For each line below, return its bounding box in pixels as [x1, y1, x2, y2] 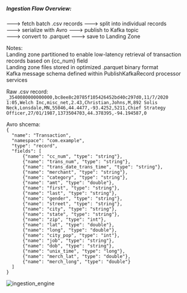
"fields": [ [11, 148, 42, 154]
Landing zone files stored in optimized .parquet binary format [6, 63, 159, 70]
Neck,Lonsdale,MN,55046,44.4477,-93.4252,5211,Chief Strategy [6, 105, 166, 111]
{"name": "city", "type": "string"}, [22, 206, 118, 212]
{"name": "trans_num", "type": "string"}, [22, 158, 131, 165]
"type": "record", [11, 143, 59, 149]
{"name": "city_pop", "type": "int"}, [22, 232, 120, 238]
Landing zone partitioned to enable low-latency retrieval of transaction [6, 51, 182, 58]
